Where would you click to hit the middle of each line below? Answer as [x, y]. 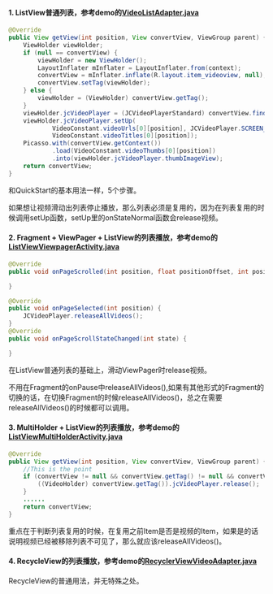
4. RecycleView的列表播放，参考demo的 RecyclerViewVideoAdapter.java [133, 561]
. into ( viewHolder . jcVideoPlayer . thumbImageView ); [137, 158]
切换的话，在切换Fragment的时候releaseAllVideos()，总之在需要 [115, 397]
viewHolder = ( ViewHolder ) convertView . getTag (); [123, 98]
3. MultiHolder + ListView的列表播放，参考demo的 [94, 427]
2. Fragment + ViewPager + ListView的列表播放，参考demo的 [113, 238]
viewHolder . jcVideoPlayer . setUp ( [80, 121]
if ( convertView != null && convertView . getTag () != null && [129, 477]
